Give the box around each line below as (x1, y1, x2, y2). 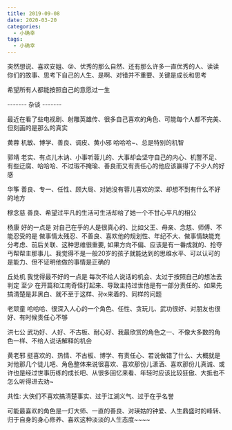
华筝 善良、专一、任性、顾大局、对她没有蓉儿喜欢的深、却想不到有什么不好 (7, 185, 221, 193)
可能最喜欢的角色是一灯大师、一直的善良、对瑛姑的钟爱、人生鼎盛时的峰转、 (7, 406, 225, 415)
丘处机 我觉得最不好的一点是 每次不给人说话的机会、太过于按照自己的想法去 (7, 273, 222, 280)
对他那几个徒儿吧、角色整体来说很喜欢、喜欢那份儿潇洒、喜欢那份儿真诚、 (7, 360, 219, 368)
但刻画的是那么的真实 (7, 124, 68, 132)
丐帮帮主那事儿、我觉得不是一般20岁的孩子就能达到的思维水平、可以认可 (7, 249, 215, 257)
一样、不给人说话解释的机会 (12, 337, 92, 345)
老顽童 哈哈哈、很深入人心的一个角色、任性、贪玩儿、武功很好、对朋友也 (7, 305, 215, 312)
